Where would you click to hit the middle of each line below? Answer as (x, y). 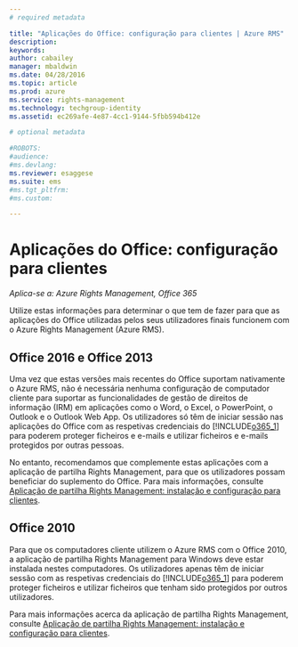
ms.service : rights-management (67, 100)
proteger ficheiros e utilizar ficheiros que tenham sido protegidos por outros (148, 587)
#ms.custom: (31, 198)
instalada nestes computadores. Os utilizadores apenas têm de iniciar (137, 568)
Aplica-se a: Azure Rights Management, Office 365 (103, 294)
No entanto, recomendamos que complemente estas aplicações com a (139, 462)
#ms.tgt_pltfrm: (39, 190)
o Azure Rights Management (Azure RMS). (87, 329)
